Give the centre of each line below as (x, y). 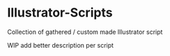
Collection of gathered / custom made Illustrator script (85, 32)
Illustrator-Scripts (60, 13)
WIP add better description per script (60, 45)
